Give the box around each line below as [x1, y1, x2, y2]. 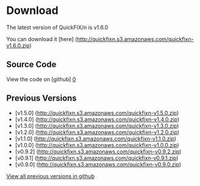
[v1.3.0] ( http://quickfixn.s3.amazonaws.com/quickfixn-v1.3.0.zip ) [15, 122, 179, 129]
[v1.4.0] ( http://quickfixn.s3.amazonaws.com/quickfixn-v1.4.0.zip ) [15, 116, 180, 123]
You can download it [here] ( [6, 35, 78, 42]
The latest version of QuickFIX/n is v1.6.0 [6, 24, 108, 31]
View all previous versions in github [6, 172, 95, 179]
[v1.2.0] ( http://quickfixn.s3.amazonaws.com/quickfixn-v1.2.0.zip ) [15, 128, 180, 136]
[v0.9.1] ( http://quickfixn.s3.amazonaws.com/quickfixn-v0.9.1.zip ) [15, 154, 179, 161]
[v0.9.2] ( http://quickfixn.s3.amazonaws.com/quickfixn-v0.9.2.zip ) [15, 148, 182, 155]
